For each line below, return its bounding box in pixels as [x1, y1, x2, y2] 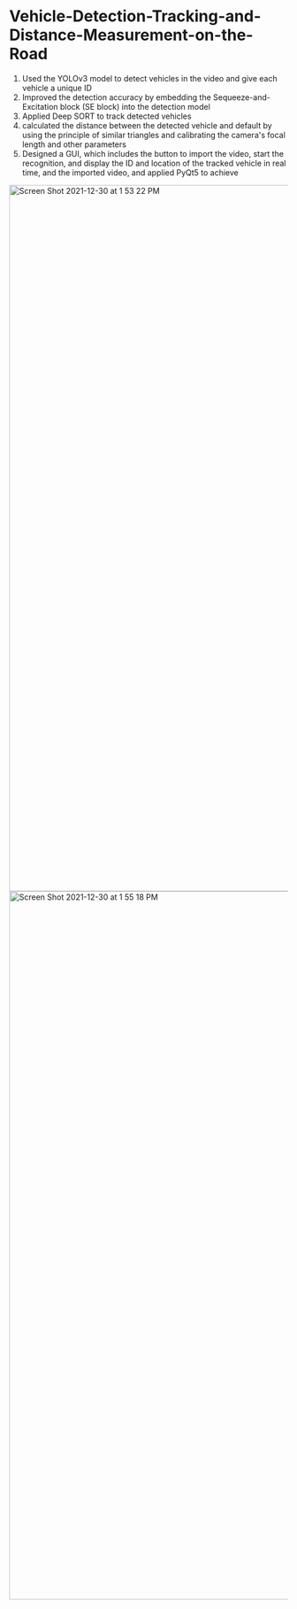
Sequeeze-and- [213, 91, 271, 103]
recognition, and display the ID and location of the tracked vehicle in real [21, 158, 286, 168]
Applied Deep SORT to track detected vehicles [21, 111, 192, 121]
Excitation [21, 101, 59, 112]
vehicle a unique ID [21, 82, 93, 93]
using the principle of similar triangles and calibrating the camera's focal [21, 129, 286, 140]
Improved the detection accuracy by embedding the [21, 91, 212, 103]
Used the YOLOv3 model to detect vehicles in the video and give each [21, 73, 278, 83]
